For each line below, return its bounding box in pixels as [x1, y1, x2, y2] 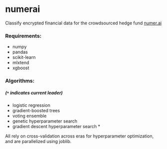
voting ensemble [12, 113, 47, 119]
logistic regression [12, 102, 51, 108]
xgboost [12, 65, 30, 71]
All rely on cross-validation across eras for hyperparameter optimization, [5, 133, 154, 139]
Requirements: [5, 32, 42, 39]
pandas [12, 49, 28, 55]
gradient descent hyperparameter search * [12, 124, 100, 130]
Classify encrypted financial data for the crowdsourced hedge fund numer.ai [5, 20, 162, 26]
